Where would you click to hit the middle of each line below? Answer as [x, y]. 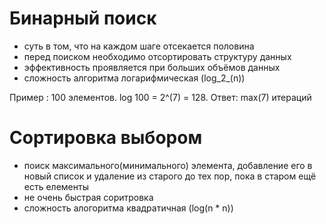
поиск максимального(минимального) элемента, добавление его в [168, 165]
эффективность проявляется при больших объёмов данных [152, 67]
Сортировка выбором [106, 138]
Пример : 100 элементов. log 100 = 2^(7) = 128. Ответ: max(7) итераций [160, 97]
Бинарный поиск [83, 18]
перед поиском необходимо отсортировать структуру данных [157, 56]
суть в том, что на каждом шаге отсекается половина [139, 46]
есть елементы [56, 186]
